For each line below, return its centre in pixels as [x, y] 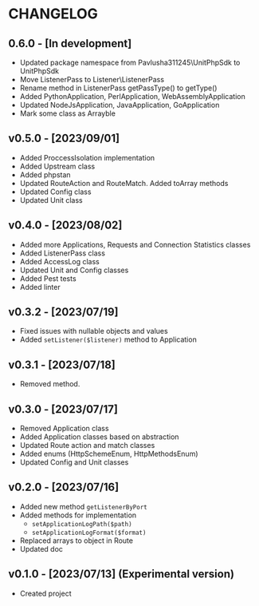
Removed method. [50, 384]
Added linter [40, 287]
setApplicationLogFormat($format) [89, 533]
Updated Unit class [51, 200]
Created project [45, 593]
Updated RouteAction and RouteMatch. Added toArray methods [124, 183]
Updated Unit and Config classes [74, 270]
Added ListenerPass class [63, 253]
